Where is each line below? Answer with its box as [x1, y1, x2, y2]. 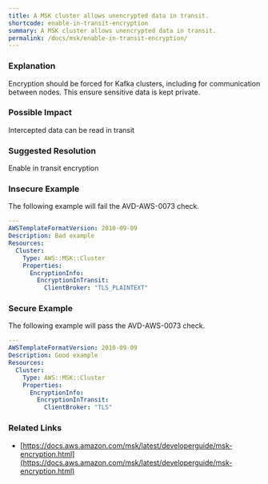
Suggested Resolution [8, 145, 96, 156]
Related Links [8, 422, 62, 434]
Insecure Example [8, 183, 80, 194]
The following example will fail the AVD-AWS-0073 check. [8, 202, 200, 211]
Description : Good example [8, 351, 98, 360]
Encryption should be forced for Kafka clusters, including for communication [8, 78, 261, 88]
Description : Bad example [8, 232, 94, 240]
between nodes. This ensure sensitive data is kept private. [8, 87, 201, 97]
